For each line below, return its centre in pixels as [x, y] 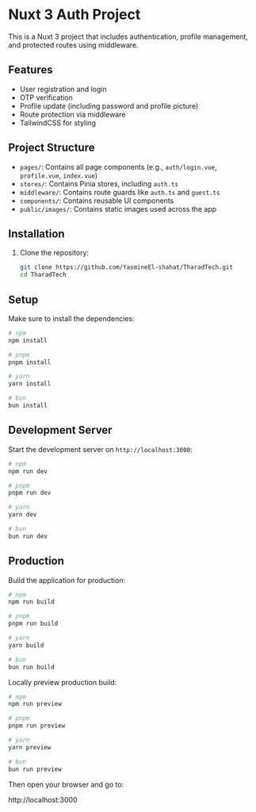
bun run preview [35, 769]
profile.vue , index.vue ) [59, 175]
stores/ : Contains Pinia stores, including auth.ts [99, 183]
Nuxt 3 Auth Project [75, 15]
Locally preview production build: [63, 682]
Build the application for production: [67, 580]
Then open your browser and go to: [66, 784]
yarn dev [23, 515]
